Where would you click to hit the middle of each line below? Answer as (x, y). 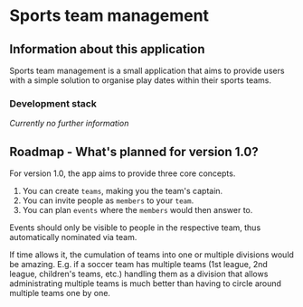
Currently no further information (69, 124)
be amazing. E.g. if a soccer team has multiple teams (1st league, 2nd (139, 265)
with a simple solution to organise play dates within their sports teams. (141, 80)
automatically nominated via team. (73, 237)
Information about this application (107, 49)
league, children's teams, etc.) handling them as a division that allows (139, 274)
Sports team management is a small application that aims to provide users (147, 70)
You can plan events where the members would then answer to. (137, 210)
